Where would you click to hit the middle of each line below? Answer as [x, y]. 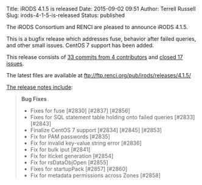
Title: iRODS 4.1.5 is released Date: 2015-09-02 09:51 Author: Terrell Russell [101, 9]
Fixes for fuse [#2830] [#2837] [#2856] [80, 111]
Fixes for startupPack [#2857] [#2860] [79, 169]
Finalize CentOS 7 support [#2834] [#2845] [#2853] [96, 130]
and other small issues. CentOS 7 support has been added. [80, 45]
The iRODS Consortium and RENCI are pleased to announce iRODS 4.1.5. [97, 27]
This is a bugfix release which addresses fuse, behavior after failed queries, [101, 39]
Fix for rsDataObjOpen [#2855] [69, 162]
